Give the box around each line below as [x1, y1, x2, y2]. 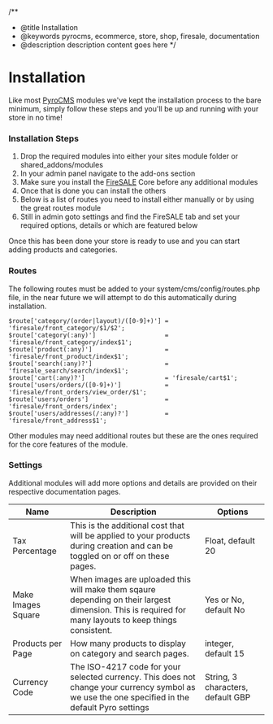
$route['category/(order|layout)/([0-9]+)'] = [8, 316, 169, 325]
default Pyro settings [70, 701, 149, 713]
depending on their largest [70, 594, 171, 605]
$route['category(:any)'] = [8, 331, 169, 339]
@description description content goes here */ [19, 40, 176, 50]
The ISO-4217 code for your [70, 661, 181, 672]
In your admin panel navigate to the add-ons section [19, 168, 196, 178]
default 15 [204, 648, 245, 659]
